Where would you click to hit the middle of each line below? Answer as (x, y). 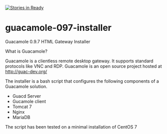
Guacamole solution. (26, 86)
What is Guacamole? (26, 51)
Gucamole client (29, 101)
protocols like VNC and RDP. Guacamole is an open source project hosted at (83, 66)
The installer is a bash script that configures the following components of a (82, 81)
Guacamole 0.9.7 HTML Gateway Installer (48, 41)
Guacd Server (27, 96)
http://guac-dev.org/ (26, 71)
